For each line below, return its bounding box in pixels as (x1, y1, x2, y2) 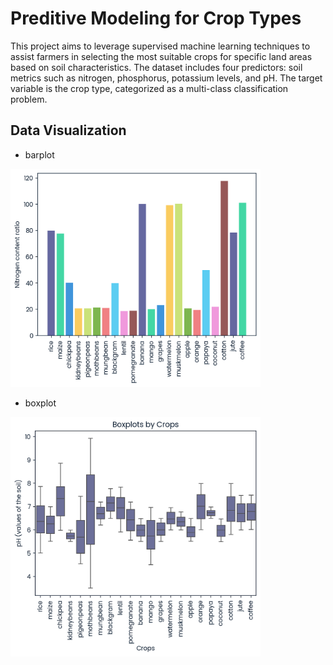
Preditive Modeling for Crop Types (10, 7, 302, 30)
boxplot (24, 397, 57, 409)
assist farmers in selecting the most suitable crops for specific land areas (10, 50, 313, 62)
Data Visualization (10, 122, 127, 139)
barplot (24, 148, 55, 161)
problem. (10, 93, 48, 105)
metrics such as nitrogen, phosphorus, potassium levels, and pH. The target (10, 72, 323, 84)
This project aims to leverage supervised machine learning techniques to (10, 40, 311, 52)
